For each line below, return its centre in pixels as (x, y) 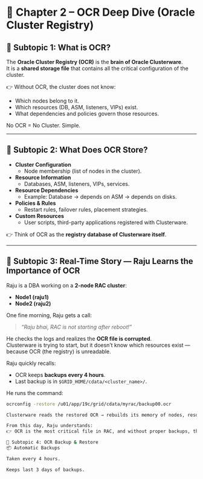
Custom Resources (40, 216)
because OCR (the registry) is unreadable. (59, 351)
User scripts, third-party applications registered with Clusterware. (106, 222)
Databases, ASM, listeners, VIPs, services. (77, 184)
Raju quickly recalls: (31, 363)
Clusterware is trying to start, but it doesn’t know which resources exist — (98, 345)
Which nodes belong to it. (47, 101)
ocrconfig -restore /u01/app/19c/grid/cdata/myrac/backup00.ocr (89, 404)
